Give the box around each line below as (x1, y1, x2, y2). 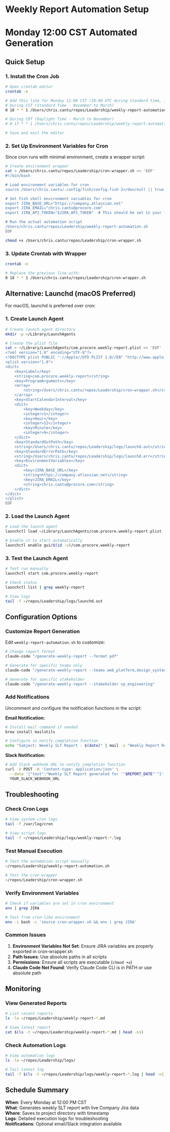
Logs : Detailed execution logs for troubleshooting (5, 1115, 109, 1121)
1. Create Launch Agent (5, 315, 64, 322)
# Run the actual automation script (5, 219, 82, 225)
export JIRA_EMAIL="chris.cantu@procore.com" (5, 206, 103, 211)
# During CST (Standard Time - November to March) (5, 103, 114, 108)
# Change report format (5, 649, 56, 654)
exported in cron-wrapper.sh (12, 948, 73, 954)
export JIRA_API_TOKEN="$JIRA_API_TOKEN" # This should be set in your (5, 210, 162, 216)
